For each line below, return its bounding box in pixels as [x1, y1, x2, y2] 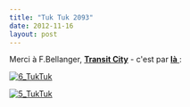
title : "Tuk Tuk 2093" [9, 12, 94, 22]
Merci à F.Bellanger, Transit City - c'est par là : [9, 54, 183, 65]
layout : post [9, 29, 58, 38]
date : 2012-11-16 [9, 21, 74, 30]
